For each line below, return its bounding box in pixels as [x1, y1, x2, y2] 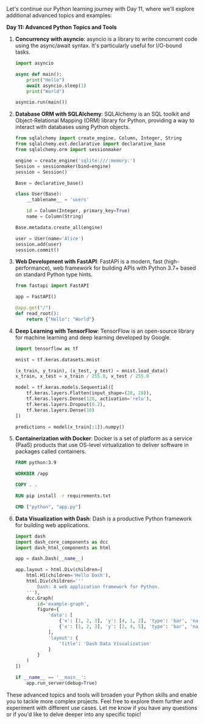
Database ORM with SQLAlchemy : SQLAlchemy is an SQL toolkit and [15, 110, 190, 118]
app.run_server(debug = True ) [26, 680, 97, 686]
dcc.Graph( [26, 595, 54, 601]
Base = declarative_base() [15, 180, 84, 186]
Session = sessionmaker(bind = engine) [15, 163, 111, 169]
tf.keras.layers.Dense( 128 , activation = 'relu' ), [26, 396, 152, 402]
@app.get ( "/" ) [15, 305, 51, 311]
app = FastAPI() [15, 294, 57, 300]
